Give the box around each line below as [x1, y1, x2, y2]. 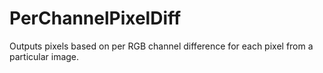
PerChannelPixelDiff [9, 7, 182, 30]
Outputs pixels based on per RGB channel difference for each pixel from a [9, 40, 314, 52]
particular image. [9, 50, 80, 62]
